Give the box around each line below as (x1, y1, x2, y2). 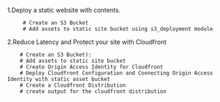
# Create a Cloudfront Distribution (19, 82, 127, 89)
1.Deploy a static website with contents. (7, 6, 120, 14)
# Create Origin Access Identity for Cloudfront (19, 64, 164, 71)
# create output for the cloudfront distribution (19, 88, 167, 95)
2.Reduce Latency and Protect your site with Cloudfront (7, 38, 167, 46)
